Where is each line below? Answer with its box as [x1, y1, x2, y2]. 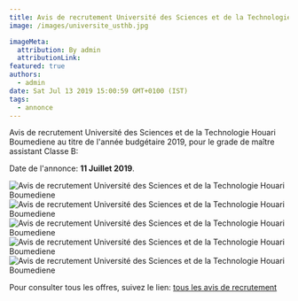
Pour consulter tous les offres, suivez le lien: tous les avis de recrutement [9, 282, 278, 293]
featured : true [9, 62, 66, 71]
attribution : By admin [17, 45, 101, 54]
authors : [9, 70, 42, 80]
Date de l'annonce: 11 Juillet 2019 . [9, 163, 135, 174]
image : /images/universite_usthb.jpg [9, 21, 149, 30]
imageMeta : [9, 37, 50, 46]
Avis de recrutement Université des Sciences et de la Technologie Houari [9, 127, 277, 138]
